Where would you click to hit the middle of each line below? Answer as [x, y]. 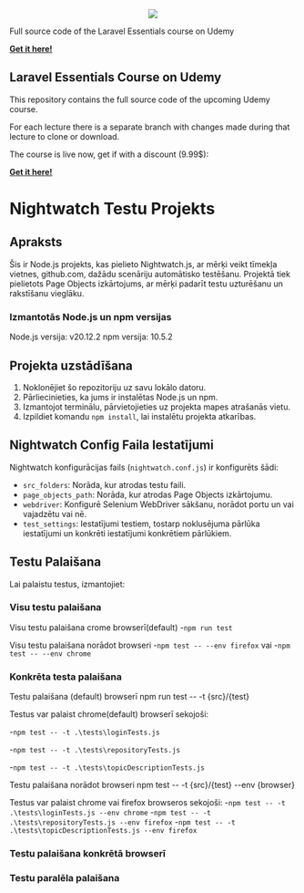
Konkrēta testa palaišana [66, 677]
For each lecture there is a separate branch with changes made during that [150, 127]
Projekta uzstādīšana [71, 365]
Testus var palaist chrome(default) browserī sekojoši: [109, 714]
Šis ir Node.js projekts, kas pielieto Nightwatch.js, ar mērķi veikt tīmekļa [143, 264]
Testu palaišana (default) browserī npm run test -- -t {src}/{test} [130, 697]
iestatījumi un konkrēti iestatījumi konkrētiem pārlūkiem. [127, 533]
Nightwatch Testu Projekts [112, 209]
